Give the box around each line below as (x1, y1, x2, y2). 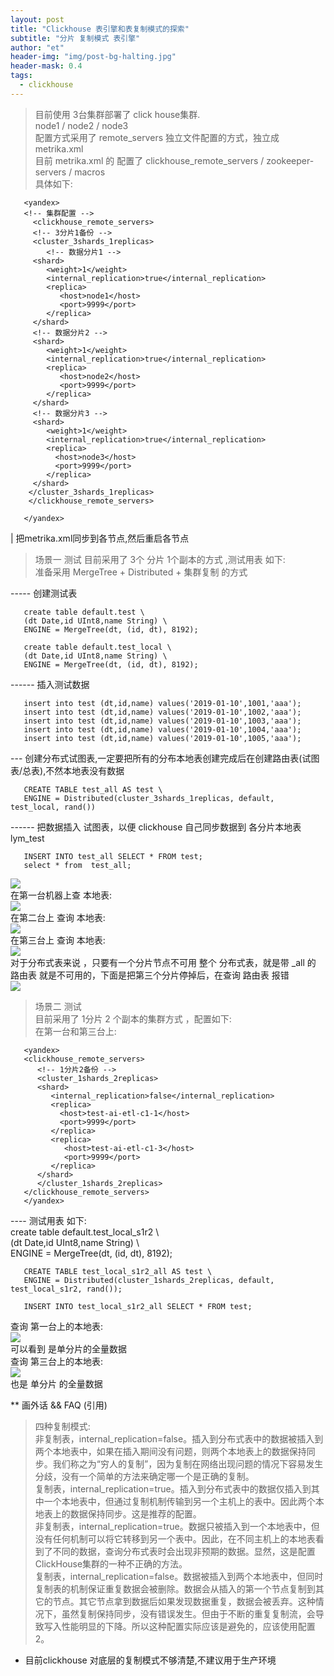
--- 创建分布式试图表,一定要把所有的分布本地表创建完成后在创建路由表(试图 (10, 752, 320, 764)
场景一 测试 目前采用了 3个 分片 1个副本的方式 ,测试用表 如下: (34, 553, 286, 565)
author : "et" (10, 42, 65, 53)
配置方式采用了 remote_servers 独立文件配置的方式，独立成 (34, 131, 280, 143)
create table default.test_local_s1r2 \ (10, 1226, 160, 1238)
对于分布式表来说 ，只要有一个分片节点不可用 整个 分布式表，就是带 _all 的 (10, 956, 317, 968)
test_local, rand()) (10, 802, 97, 812)
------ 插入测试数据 (10, 678, 90, 690)
